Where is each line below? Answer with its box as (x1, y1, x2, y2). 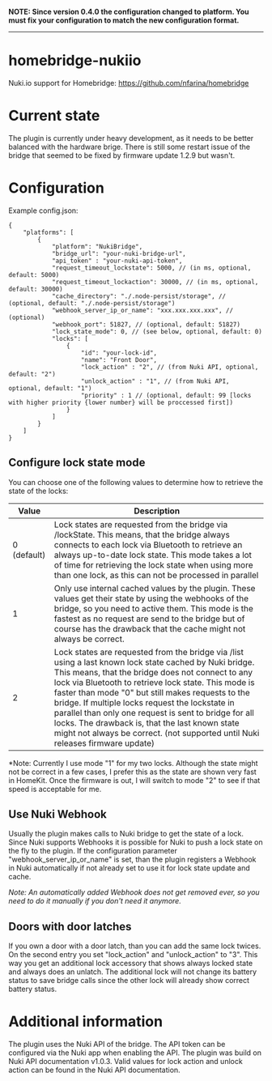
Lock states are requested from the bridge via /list (53, 646, 244, 658)
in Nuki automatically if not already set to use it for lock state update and (8, 863, 251, 873)
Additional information (8, 1012, 164, 1031)
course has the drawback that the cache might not (53, 623, 246, 634)
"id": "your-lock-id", (80, 348, 158, 357)
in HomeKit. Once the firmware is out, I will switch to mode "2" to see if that (8, 775, 261, 785)
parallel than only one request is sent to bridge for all (53, 707, 255, 718)
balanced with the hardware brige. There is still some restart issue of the (8, 142, 251, 151)
